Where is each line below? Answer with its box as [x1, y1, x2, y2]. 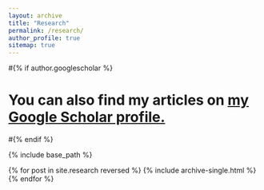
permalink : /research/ [8, 26, 84, 34]
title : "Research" [8, 19, 70, 27]
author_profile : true [8, 34, 81, 42]
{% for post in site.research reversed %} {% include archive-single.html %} [8, 165, 257, 176]
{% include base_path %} [8, 150, 93, 160]
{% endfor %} [8, 174, 54, 184]
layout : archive [8, 11, 62, 20]
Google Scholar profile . [8, 109, 166, 126]
